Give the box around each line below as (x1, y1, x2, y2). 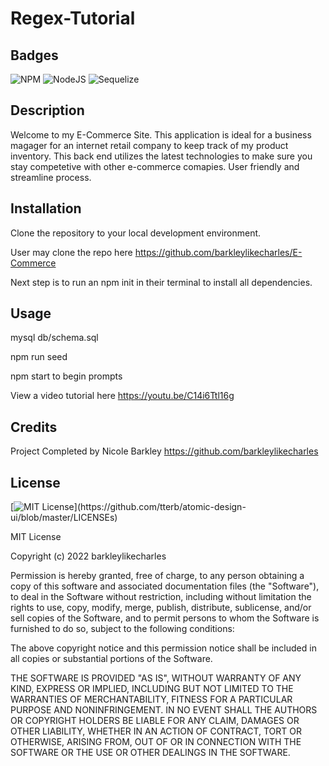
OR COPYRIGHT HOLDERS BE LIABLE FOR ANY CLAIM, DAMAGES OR (10, 715, 300, 727)
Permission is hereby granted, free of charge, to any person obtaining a (10, 570, 305, 582)
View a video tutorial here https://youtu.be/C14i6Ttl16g (10, 390, 235, 402)
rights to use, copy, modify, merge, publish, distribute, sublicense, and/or (10, 602, 312, 614)
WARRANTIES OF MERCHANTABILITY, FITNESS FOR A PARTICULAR (10, 693, 293, 706)
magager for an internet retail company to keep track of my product (10, 139, 289, 151)
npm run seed (10, 351, 68, 363)
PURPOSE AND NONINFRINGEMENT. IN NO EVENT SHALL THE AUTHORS (10, 704, 318, 716)
